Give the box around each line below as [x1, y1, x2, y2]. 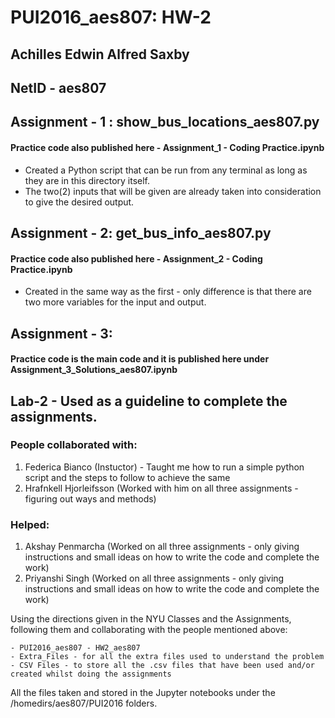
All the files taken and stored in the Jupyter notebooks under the [10, 687, 276, 699]
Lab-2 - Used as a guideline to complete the [10, 392, 288, 410]
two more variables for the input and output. [24, 296, 207, 308]
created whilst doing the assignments [10, 669, 172, 680]
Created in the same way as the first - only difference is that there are [24, 286, 312, 298]
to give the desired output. [24, 196, 135, 208]
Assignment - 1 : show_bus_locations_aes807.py [10, 114, 320, 131]
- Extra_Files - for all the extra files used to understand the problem [10, 652, 325, 662]
